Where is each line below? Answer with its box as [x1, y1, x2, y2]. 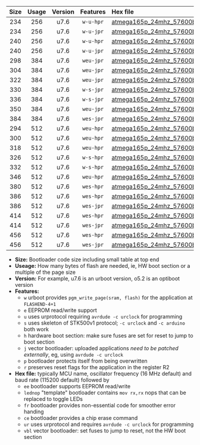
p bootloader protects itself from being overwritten [23, 357, 148, 364]
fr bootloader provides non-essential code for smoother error [23, 402, 176, 409]
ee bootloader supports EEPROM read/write [23, 383, 131, 390]
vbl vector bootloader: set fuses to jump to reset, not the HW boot [23, 427, 186, 434]
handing [23, 408, 44, 415]
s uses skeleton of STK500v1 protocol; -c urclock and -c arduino [23, 319, 186, 326]
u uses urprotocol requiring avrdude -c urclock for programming [23, 313, 183, 320]
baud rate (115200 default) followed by [14, 376, 110, 384]
